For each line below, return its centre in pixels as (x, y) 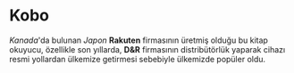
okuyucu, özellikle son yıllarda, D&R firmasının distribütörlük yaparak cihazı (147, 49)
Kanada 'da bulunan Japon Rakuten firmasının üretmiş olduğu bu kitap (139, 40)
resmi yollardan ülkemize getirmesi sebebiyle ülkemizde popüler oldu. (138, 59)
